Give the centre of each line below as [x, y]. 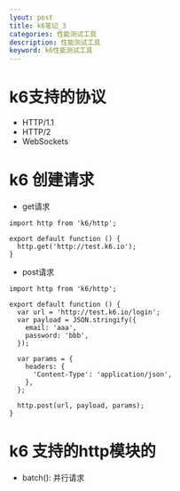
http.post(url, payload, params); [81, 406]
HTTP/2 [36, 132]
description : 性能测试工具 [55, 42]
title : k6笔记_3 [38, 26]
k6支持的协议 [58, 97]
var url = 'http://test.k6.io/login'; [89, 312]
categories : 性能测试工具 [53, 34]
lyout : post [31, 17]
